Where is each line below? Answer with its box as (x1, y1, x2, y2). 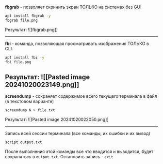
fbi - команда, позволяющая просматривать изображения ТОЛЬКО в (5, 41, 149, 46)
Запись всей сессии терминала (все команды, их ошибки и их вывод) (5, 131, 150, 136)
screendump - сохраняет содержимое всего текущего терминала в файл (5, 93, 158, 99)
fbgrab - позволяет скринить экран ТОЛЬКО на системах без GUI (5, 4, 142, 10)
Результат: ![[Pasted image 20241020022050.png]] (5, 117, 109, 122)
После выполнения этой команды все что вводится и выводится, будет (5, 149, 154, 154)
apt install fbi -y (5, 55, 45, 60)
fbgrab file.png (5, 18, 38, 23)
